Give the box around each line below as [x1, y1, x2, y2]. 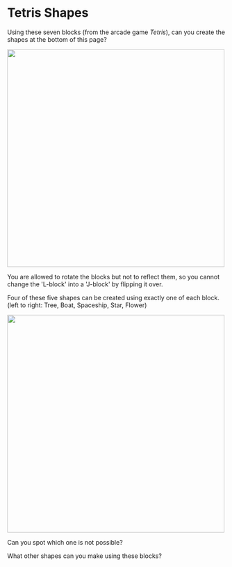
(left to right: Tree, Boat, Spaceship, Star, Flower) [7, 301, 147, 309]
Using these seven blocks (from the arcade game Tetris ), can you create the [7, 28, 226, 36]
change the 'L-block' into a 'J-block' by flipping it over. [7, 280, 163, 288]
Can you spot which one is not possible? [7, 538, 123, 546]
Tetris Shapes [7, 5, 89, 21]
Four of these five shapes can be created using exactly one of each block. [7, 293, 220, 302]
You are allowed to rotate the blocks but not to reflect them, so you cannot [7, 272, 220, 281]
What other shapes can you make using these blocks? [7, 552, 162, 560]
